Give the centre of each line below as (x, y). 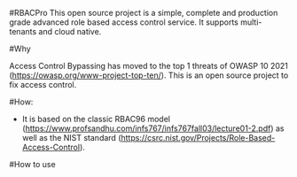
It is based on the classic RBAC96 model (96, 119)
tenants (23, 31)
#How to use (32, 164)
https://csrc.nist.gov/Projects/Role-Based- (198, 138)
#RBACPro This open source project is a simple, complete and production (144, 13)
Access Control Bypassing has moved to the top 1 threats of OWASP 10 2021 (148, 66)
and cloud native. (70, 31)
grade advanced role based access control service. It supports (124, 22)
